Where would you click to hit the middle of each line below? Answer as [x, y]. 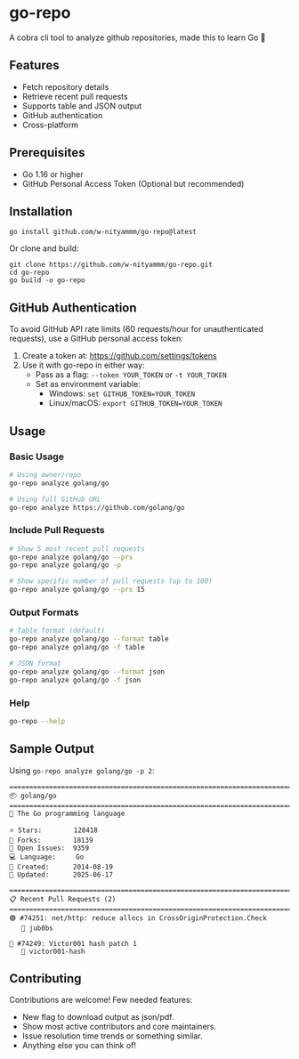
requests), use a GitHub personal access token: [97, 339]
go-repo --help [37, 721]
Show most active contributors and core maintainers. [119, 1027]
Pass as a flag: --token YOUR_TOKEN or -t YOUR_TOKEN [131, 375]
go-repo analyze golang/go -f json [75, 680]
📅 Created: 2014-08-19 [61, 867]
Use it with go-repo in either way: [83, 365]
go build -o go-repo [48, 280]
